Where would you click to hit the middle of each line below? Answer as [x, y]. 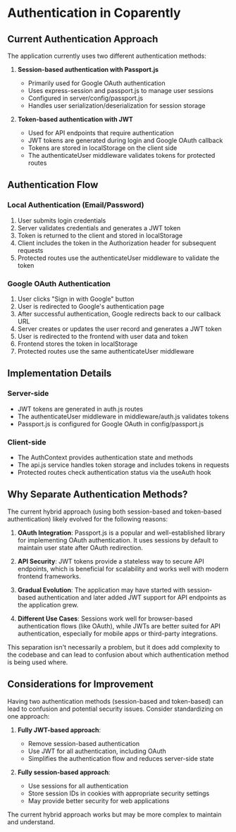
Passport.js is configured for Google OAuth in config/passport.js [111, 423]
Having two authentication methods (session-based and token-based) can [116, 701]
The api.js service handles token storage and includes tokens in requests [123, 465]
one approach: [29, 716]
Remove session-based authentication [84, 743]
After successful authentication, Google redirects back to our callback [119, 313]
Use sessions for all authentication [78, 786]
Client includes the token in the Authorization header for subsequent [117, 243]
